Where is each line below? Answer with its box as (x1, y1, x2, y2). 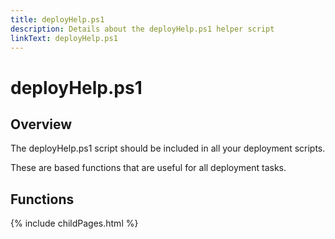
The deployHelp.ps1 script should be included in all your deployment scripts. (10, 142, 326, 155)
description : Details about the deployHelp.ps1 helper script (10, 24, 275, 34)
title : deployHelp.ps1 (10, 14, 105, 25)
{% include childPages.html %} (10, 217, 139, 230)
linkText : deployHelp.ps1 (10, 33, 118, 43)
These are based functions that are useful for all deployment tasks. (10, 162, 287, 174)
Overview (10, 116, 73, 133)
